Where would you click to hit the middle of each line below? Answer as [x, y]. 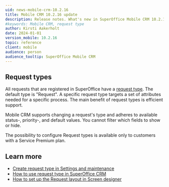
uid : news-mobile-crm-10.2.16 [37, 10]
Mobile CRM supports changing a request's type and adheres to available [81, 115]
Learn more [24, 156]
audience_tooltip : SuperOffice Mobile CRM [50, 57]
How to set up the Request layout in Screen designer [67, 179]
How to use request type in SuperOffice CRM [59, 174]
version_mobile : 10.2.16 [31, 38]
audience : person [23, 52]
